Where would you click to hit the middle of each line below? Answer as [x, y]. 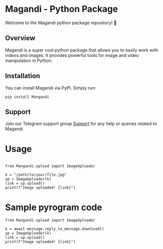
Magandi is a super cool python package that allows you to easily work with [82, 50]
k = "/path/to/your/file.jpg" [36, 175]
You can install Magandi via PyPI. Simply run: [51, 88]
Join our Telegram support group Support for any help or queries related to [81, 124]
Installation [23, 76]
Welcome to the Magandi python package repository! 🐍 [61, 23]
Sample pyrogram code [54, 207]
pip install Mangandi [27, 97]
